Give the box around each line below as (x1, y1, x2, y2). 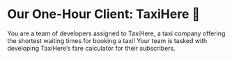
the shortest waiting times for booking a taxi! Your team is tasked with (7, 36, 208, 44)
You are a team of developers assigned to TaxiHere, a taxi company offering (7, 29, 226, 37)
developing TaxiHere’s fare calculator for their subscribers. (7, 44, 176, 52)
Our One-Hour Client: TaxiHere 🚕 (7, 6, 201, 22)
